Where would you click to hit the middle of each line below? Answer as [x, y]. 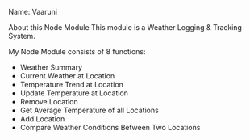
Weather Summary [51, 67]
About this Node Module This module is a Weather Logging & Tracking [125, 27]
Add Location [42, 119]
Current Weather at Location [67, 76]
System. [22, 36]
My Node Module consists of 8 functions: [77, 51]
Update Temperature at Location [74, 93]
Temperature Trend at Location [71, 85]
